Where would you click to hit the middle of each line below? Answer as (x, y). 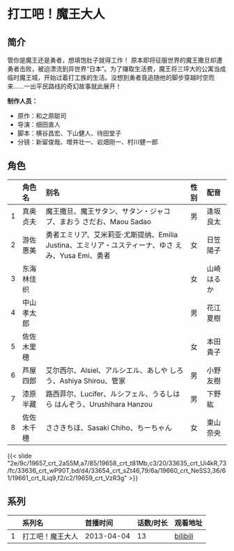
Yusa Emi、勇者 (85, 255)
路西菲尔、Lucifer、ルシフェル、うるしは (113, 394)
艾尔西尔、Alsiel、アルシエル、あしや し (111, 370)
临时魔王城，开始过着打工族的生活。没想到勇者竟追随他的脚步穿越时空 (108, 78)
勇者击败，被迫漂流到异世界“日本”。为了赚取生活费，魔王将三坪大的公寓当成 (117, 69)
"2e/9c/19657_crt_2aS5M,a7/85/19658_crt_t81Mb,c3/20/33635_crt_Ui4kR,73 (117, 463)
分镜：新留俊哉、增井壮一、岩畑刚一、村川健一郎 (87, 142)
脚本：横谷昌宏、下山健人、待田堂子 (69, 133)
